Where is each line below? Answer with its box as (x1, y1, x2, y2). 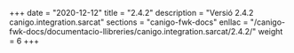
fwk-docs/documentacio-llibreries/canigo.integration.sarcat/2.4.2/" (9, 26, 257, 36)
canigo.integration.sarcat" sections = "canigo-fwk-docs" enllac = (9, 17, 249, 27)
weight (258, 26, 283, 36)
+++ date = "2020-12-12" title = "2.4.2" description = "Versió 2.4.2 (9, 8, 254, 18)
